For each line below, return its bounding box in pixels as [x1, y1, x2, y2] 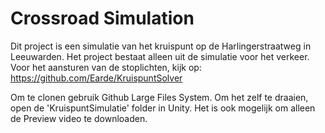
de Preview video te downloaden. [10, 112, 148, 124]
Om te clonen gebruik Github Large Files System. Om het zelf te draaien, [10, 91, 309, 103]
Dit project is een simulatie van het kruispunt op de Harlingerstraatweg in [10, 40, 312, 52]
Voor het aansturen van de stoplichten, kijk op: [10, 61, 202, 73]
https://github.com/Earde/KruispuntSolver [10, 72, 183, 84]
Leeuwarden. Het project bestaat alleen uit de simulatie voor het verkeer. [10, 50, 310, 62]
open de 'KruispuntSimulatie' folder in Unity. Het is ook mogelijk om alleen [10, 102, 316, 114]
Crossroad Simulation [10, 7, 195, 30]
